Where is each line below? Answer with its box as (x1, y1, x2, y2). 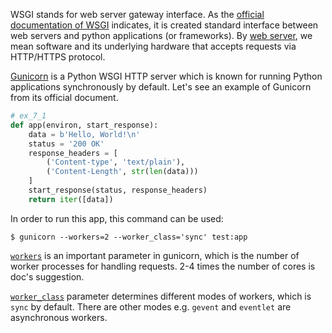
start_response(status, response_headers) (28, 185, 208, 195)
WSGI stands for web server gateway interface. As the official (10, 9, 265, 20)
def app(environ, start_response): (10, 120, 159, 130)
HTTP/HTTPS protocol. (10, 51, 106, 63)
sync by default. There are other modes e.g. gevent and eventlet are (10, 300, 292, 313)
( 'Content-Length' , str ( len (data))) (46, 167, 199, 177)
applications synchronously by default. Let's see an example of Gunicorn (10, 81, 312, 93)
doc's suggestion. (10, 270, 85, 283)
